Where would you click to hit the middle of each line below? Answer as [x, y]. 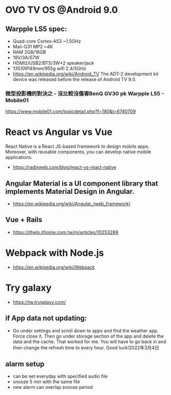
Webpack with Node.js [55, 253]
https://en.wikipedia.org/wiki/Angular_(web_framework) [72, 204]
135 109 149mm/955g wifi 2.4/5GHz [49, 68]
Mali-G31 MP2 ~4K [33, 47]
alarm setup [25, 364]
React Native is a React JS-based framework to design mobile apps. [78, 146]
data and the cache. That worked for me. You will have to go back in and [89, 341]
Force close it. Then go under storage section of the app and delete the [88, 336]
